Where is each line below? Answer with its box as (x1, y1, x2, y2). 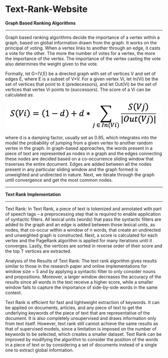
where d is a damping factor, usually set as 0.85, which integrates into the (5, 135, 157, 141)
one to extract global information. (5, 347, 74, 353)
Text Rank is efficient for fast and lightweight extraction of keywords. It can (5, 300, 160, 306)
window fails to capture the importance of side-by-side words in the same (5, 285, 158, 291)
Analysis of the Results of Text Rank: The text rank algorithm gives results (5, 258, 157, 264)
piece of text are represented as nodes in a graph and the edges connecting (5, 151, 162, 157)
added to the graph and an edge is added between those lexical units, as (5, 222, 155, 228)
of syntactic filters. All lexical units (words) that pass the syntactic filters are (5, 216, 161, 223)
